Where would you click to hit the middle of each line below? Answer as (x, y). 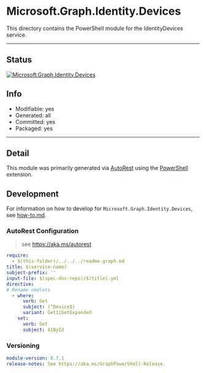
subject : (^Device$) (49, 307)
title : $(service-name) (37, 267)
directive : (20, 284)
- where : (23, 296)
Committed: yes (35, 121)
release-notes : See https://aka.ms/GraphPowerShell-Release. (86, 364)
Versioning (23, 345)
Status (19, 60)
